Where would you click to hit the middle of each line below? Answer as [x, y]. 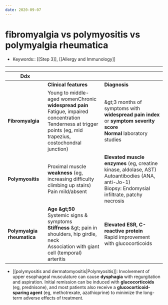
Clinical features [67, 84]
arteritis [56, 259]
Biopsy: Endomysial [127, 188]
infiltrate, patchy [123, 194]
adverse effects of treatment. [53, 297]
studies [113, 139]
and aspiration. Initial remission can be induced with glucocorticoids [83, 282]
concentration [64, 117]
